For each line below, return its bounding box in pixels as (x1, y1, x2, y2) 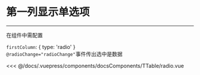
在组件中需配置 (6, 31, 43, 38)
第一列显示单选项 (6, 5, 90, 19)
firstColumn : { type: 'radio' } (6, 43, 76, 50)
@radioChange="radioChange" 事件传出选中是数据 (6, 50, 123, 57)
